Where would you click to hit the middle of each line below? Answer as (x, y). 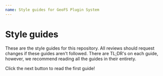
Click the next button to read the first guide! (50, 68)
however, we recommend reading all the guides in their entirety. (71, 59)
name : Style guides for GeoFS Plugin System (52, 10)
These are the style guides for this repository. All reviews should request (80, 48)
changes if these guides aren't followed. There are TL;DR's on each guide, (82, 53)
